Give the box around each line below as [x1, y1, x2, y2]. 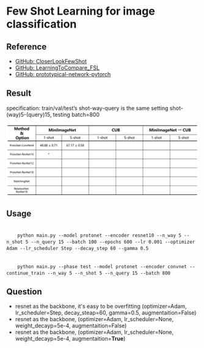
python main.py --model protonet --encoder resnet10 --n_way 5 [17, 232, 182, 238]
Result [6, 88, 32, 99]
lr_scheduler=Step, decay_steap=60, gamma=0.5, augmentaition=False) [15, 309, 197, 316]
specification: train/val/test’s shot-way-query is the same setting [6, 104, 169, 112]
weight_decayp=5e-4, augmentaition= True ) [15, 335, 126, 343]
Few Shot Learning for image [6, 4, 156, 18]
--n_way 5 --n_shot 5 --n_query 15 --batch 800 [47, 270, 171, 276]
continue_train [6, 270, 45, 276]
